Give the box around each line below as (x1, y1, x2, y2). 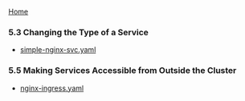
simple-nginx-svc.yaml (19, 45, 96, 55)
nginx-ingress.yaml (19, 83, 84, 93)
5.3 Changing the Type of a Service (8, 26, 149, 38)
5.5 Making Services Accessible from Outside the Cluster (8, 65, 237, 76)
